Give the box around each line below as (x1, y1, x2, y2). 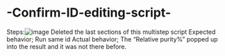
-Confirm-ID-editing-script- (6, 5, 172, 21)
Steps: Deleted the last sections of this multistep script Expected (6, 28, 216, 36)
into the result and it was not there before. (6, 42, 127, 50)
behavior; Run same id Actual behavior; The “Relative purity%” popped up (6, 35, 218, 43)
